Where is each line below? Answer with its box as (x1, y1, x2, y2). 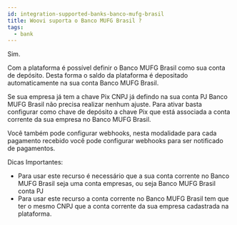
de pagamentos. (7, 144, 56, 153)
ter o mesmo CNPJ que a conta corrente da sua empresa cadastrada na (17, 202, 229, 211)
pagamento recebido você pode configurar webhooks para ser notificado (7, 137, 223, 145)
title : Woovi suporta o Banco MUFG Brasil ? (7, 17, 142, 24)
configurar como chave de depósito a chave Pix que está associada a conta (7, 108, 231, 116)
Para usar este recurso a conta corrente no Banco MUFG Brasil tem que (17, 194, 229, 203)
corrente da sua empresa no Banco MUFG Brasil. (7, 115, 151, 124)
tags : (7, 23, 24, 31)
